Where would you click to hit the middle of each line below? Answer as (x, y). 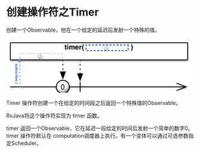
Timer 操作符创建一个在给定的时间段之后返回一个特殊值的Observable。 (94, 103)
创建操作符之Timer (53, 12)
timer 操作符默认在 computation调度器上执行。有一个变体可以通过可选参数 (98, 136)
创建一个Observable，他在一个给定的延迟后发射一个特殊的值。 (83, 30)
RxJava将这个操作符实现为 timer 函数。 (54, 116)
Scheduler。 (27, 143)
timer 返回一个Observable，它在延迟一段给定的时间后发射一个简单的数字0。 (100, 128)
